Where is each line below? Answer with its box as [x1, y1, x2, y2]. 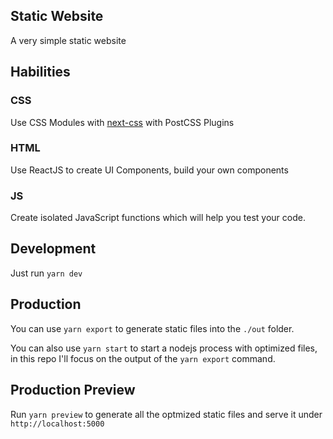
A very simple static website [10, 34, 127, 46]
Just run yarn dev [10, 267, 83, 279]
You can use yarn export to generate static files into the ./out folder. [10, 322, 295, 334]
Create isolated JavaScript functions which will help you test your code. [10, 212, 306, 224]
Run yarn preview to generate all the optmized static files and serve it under [10, 408, 323, 420]
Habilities [10, 64, 71, 81]
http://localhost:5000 [10, 419, 105, 429]
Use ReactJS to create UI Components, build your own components [10, 164, 289, 176]
